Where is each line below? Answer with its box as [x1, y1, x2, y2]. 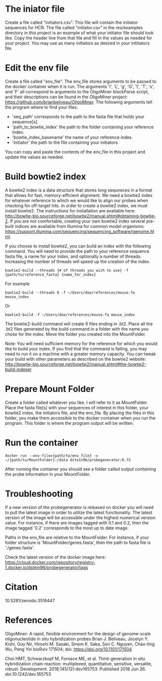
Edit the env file [5, 62, 69, 73]
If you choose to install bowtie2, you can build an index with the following [5, 243, 151, 249]
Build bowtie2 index [5, 171, 86, 182]
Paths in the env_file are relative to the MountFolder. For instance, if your [5, 534, 149, 540]
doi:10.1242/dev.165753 [5, 671, 51, 677]
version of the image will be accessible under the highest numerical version [5, 514, 156, 521]
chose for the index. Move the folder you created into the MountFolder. [5, 331, 146, 337]
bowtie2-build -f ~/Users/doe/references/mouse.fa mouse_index [5, 312, 135, 317]
